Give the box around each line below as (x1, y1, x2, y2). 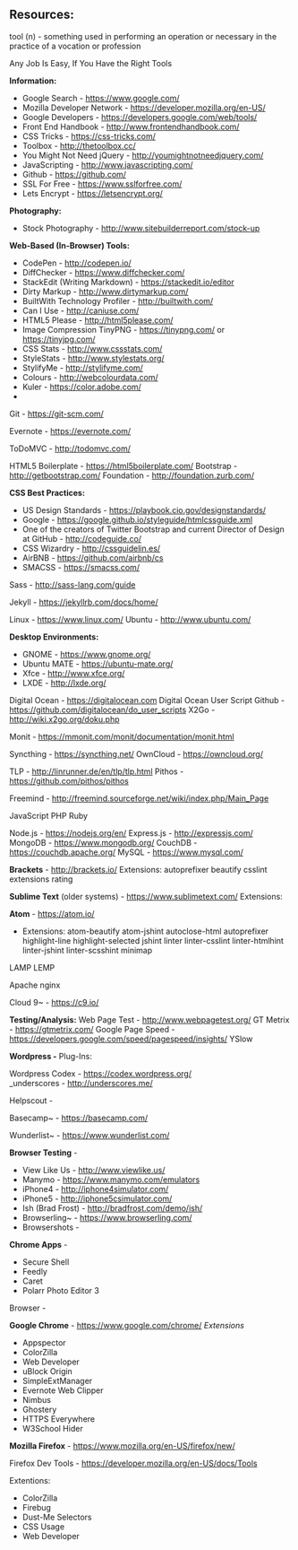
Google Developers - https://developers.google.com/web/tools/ (21, 111, 258, 122)
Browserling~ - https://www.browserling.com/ (21, 1212, 192, 1223)
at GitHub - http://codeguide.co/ (21, 533, 141, 544)
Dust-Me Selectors (21, 1511, 92, 1522)
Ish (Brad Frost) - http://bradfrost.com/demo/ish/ (21, 1202, 203, 1214)
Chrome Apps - (9, 1239, 68, 1250)
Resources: (9, 7, 74, 22)
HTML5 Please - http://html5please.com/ (21, 314, 174, 326)
